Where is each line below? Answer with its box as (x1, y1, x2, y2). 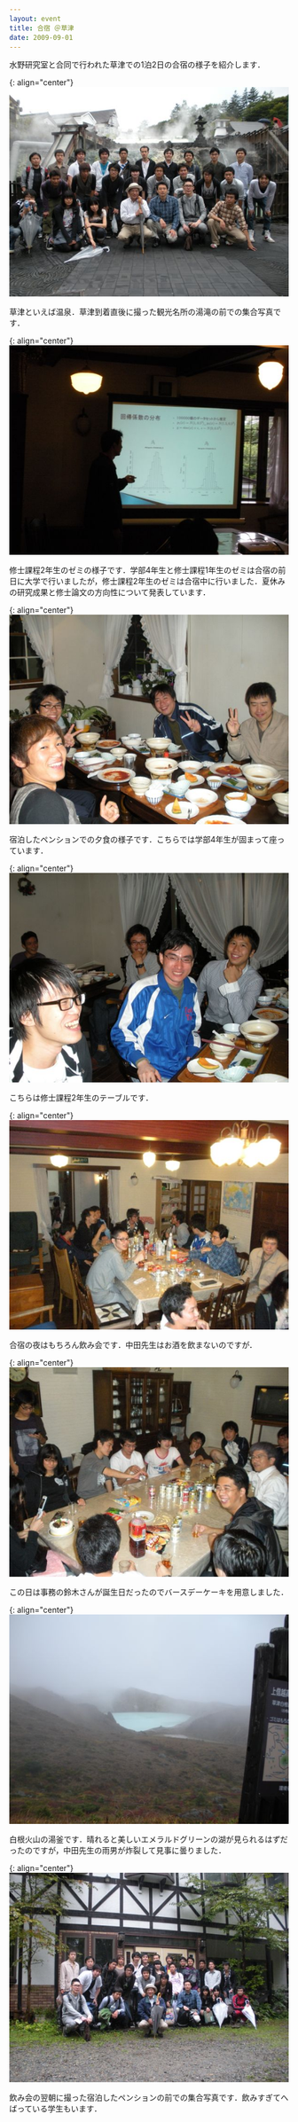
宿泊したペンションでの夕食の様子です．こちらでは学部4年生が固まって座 (9, 834, 278, 845)
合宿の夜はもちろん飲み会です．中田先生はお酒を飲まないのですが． (9, 1340, 257, 1351)
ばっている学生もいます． (9, 2103, 102, 2114)
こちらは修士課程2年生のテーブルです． (9, 1092, 153, 1103)
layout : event (9, 14, 62, 23)
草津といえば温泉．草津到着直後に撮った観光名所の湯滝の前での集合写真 (9, 307, 273, 317)
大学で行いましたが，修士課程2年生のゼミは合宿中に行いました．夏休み (24, 576, 286, 587)
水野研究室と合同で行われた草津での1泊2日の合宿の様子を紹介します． (9, 59, 265, 70)
